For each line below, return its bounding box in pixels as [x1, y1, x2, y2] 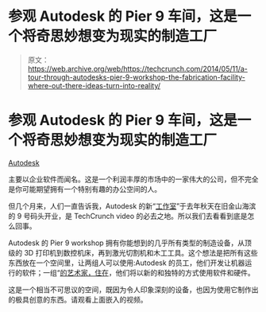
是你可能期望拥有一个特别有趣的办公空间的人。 [8, 184, 161, 193]
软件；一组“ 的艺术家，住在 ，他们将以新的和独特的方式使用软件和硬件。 [21, 267, 256, 277]
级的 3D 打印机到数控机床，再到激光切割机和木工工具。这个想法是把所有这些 [8, 248, 258, 257]
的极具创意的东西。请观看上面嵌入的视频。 [8, 294, 148, 304]
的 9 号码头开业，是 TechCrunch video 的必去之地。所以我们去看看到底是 [8, 211, 248, 220]
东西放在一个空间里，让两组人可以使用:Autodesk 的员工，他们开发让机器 [8, 258, 245, 267]
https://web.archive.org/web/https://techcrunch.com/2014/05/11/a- [27, 64, 248, 73]
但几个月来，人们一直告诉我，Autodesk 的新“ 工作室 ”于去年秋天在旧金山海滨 [8, 201, 256, 211]
